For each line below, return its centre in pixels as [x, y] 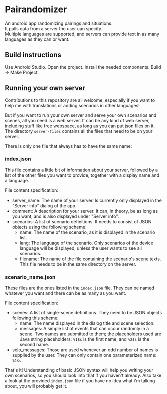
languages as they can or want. [37, 39]
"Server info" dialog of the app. [44, 205]
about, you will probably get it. [36, 386]
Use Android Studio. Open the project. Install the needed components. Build [83, 67]
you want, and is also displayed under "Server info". [66, 216]
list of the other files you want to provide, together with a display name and [82, 175]
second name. [34, 345]
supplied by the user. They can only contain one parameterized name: [84, 355]
